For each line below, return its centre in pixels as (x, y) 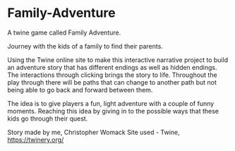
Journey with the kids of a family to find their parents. (85, 46)
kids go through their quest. (48, 119)
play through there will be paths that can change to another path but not (112, 82)
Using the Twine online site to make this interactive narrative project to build (117, 60)
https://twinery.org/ (36, 140)
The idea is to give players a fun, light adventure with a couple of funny (111, 103)
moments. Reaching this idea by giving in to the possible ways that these (113, 111)
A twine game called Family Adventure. (64, 32)
